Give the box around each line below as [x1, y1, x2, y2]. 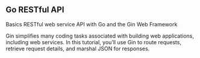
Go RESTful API [5, 5, 64, 15]
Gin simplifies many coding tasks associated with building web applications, [5, 32, 194, 39]
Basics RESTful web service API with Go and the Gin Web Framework [5, 20, 178, 28]
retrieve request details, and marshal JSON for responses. [5, 45, 150, 52]
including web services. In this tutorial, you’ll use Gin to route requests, [5, 38, 182, 45]
